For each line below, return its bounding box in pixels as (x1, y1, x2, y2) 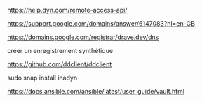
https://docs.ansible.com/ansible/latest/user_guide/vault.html (7, 87, 184, 95)
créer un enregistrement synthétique (7, 47, 114, 54)
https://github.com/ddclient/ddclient (7, 60, 112, 68)
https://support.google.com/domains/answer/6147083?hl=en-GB (7, 20, 195, 27)
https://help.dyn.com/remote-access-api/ (7, 6, 128, 14)
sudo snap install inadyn (7, 73, 78, 82)
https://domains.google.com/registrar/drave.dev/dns (7, 33, 159, 41)
